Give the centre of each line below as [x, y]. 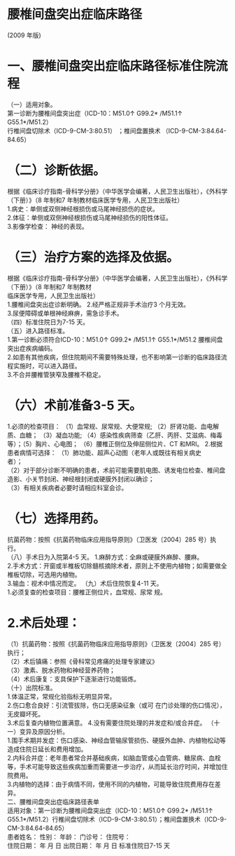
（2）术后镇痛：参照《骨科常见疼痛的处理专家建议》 [83, 661]
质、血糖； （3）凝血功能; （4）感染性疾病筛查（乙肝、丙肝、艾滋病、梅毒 [115, 435]
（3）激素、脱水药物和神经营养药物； [61, 670]
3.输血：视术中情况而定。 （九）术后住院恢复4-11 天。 [85, 583]
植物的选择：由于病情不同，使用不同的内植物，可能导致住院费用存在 [117, 784]
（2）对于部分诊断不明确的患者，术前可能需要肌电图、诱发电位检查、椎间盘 [116, 470]
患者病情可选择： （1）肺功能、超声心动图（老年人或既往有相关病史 [104, 453]
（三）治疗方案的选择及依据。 [93, 258]
